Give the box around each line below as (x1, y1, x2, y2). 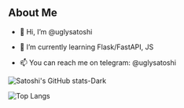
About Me (8, 6, 57, 20)
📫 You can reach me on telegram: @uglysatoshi (19, 58, 177, 67)
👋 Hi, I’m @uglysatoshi (19, 27, 93, 36)
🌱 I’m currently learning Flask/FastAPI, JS (19, 42, 154, 52)
